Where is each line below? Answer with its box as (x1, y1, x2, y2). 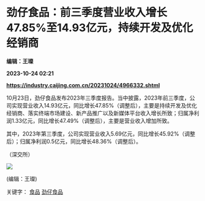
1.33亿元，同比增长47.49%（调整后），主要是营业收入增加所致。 (11, 117, 173, 124)
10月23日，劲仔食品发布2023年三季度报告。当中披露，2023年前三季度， (6, 94, 190, 101)
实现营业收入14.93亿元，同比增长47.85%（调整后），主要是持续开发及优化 (11, 101, 198, 109)
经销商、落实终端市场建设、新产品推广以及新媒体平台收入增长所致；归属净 (6, 109, 194, 117)
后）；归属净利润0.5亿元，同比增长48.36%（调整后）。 (6, 137, 142, 145)
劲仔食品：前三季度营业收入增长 (6, 5, 168, 20)
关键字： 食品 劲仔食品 (6, 188, 63, 196)
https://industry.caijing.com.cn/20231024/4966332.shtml (6, 81, 160, 89)
